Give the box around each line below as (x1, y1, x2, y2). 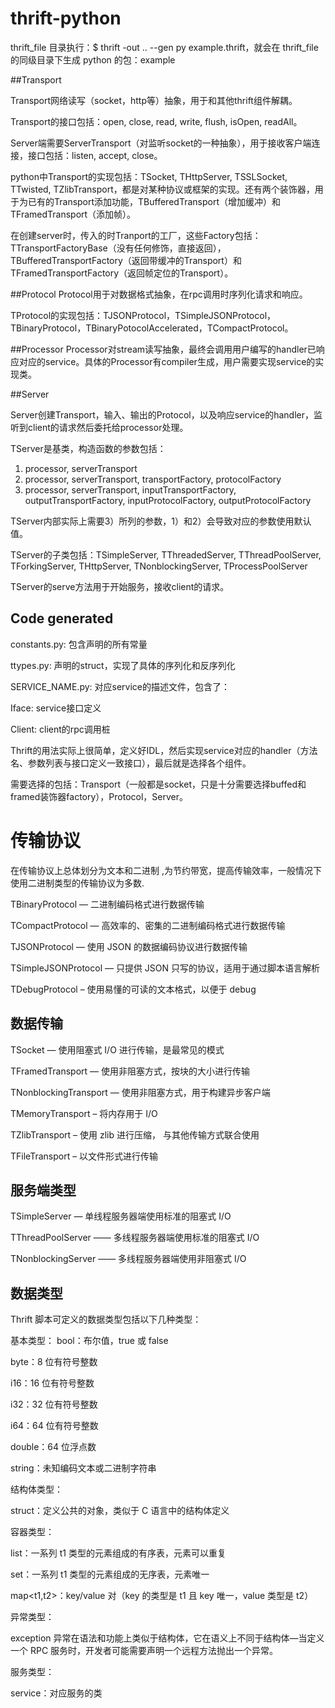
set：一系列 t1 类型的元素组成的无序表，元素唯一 (10, 1568, 210, 1581)
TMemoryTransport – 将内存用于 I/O (10, 1107, 158, 1119)
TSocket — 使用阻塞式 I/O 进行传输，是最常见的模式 (10, 1043, 225, 1056)
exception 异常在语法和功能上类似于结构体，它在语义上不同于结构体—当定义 (10, 1632, 325, 1644)
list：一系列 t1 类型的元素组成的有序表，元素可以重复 (10, 1547, 227, 1559)
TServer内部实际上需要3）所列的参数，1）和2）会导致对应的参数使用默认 (10, 515, 312, 527)
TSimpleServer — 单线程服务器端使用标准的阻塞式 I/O (10, 1210, 232, 1222)
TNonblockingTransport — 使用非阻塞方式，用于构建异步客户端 (10, 1086, 271, 1098)
